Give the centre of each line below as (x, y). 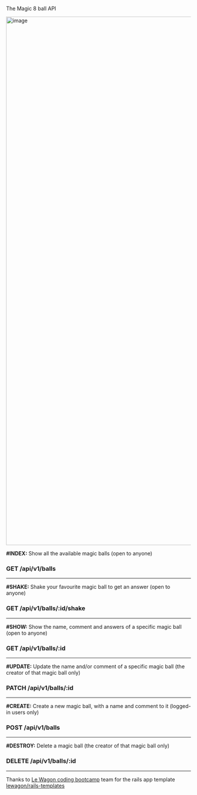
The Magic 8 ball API (31, 9)
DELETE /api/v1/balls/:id (41, 761)
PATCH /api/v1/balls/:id (40, 688)
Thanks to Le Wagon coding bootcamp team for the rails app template (91, 779)
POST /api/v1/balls (33, 727)
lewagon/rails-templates (35, 786)
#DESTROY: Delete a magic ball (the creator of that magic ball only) (88, 746)
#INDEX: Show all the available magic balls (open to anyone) (79, 553)
